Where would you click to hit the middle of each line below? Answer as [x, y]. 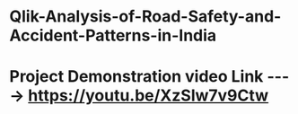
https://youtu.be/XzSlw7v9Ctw [149, 96]
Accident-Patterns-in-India [113, 35]
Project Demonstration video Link [136, 77]
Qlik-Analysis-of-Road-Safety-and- [145, 17]
